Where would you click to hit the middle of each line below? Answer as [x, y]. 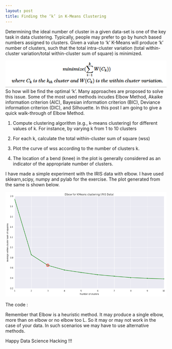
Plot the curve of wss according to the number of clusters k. [76, 148]
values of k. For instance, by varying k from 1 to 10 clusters [74, 129]
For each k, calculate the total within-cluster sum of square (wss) [81, 139]
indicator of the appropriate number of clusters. [63, 164]
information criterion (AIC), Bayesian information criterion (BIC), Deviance [83, 102]
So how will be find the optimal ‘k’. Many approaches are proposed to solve [84, 91]
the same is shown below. [33, 185]
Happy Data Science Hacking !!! [39, 341]
